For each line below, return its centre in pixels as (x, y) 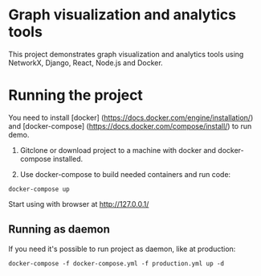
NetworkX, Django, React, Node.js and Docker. (86, 63)
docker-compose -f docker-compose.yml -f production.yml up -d (116, 263)
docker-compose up (39, 189)
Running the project (75, 95)
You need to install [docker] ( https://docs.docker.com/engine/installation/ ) (131, 117)
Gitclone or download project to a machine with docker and (118, 150)
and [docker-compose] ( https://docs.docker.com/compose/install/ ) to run (130, 126)
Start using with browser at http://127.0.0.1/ (79, 204)
